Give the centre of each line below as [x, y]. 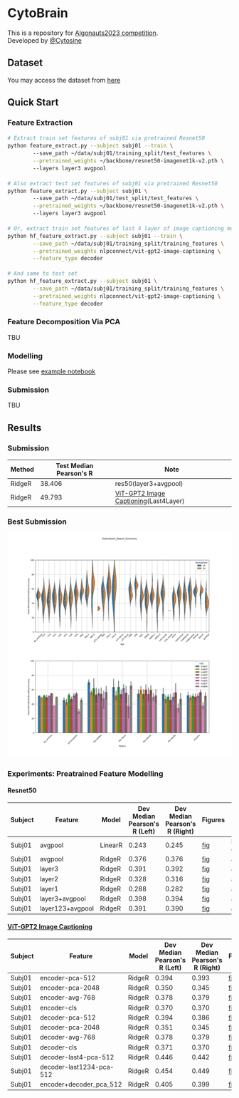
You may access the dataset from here [64, 80]
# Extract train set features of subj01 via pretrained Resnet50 [106, 138]
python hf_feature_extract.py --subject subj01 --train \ [95, 236]
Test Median [75, 465]
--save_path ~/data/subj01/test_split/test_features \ [116, 198]
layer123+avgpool [67, 908]
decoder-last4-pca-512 [77, 1057]
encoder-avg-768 [68, 998]
